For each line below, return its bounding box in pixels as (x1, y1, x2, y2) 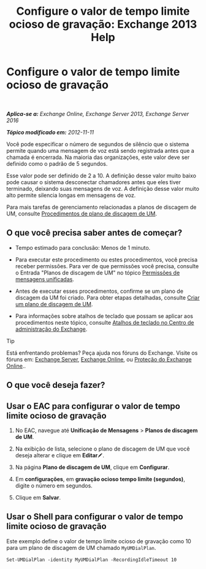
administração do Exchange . (15, 325, 88, 333)
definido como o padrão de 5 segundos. (6, 160, 108, 167)
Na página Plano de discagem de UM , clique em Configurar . (15, 463, 170, 471)
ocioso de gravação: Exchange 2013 (9, 17, 197, 31)
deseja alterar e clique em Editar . (15, 451, 105, 459)
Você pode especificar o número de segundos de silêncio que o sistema (6, 140, 189, 148)
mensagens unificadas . (15, 275, 75, 283)
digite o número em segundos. (15, 482, 93, 489)
